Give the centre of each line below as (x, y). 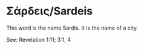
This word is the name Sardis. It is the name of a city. (72, 28)
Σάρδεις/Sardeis (49, 11)
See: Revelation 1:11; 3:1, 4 (39, 39)
